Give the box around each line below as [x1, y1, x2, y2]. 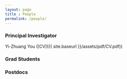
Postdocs [5, 69, 28, 76]
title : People [5, 12, 36, 17]
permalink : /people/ [5, 16, 47, 21]
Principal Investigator [5, 32, 57, 39]
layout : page [5, 7, 32, 12]
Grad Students [5, 56, 40, 62]
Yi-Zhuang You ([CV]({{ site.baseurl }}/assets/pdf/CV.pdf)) [5, 43, 123, 49]
